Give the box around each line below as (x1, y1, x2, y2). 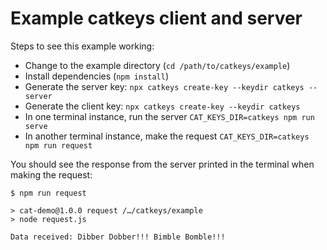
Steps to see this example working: (10, 40, 155, 52)
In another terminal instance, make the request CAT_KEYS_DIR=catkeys (24, 130, 310, 142)
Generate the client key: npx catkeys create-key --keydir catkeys (24, 100, 301, 112)
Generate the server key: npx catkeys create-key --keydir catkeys (24, 80, 305, 92)
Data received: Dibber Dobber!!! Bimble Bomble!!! (10, 232, 226, 242)
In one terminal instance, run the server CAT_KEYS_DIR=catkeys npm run (24, 110, 315, 122)
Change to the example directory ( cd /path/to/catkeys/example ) (24, 59, 291, 71)
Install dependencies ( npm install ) (24, 70, 170, 82)
